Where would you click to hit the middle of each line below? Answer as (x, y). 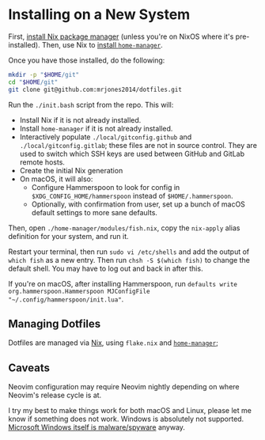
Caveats (29, 368)
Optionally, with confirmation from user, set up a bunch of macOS (138, 204)
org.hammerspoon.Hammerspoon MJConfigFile (79, 291)
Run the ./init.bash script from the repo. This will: (91, 104)
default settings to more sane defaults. (95, 212)
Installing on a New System (99, 15)
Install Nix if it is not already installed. (80, 119)
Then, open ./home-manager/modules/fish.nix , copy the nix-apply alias (124, 228)
